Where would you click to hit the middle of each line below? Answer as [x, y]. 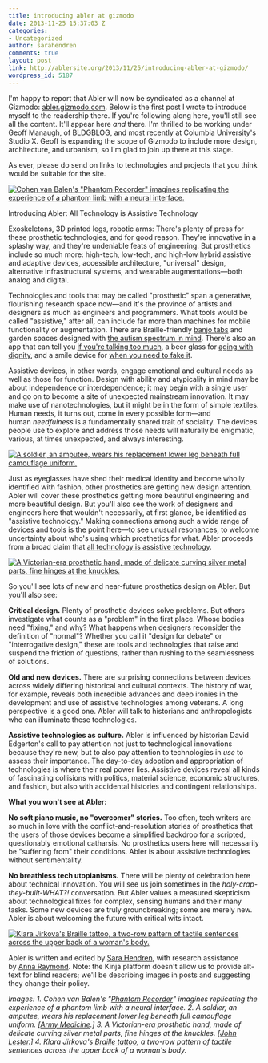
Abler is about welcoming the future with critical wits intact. [106, 918]
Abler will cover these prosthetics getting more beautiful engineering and [129, 495]
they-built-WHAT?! [39, 892]
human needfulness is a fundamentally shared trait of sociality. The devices [133, 421]
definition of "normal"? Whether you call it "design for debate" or [115, 635]
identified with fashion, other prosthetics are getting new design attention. [130, 487]
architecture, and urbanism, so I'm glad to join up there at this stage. [121, 149]
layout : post [30, 61]
